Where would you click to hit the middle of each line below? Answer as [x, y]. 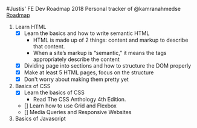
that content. [49, 46]
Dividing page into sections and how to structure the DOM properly [108, 66]
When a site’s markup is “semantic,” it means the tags [100, 53]
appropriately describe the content [76, 59]
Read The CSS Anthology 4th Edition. [79, 100]
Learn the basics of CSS [54, 92]
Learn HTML [31, 27]
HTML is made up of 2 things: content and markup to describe [111, 40]
